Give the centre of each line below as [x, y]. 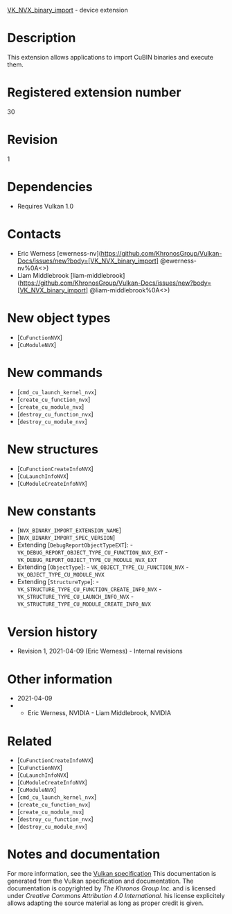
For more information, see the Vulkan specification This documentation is [112, 874]
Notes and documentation [84, 854]
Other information [60, 679]
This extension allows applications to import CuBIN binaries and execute [110, 57]
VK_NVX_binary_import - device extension [68, 10]
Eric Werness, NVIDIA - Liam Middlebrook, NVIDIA [99, 713]
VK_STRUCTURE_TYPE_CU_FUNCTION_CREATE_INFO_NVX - [89, 589]
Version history [53, 632]
